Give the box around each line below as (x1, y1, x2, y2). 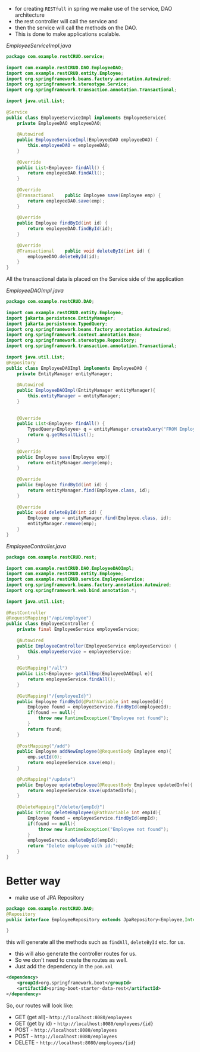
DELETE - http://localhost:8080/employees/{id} (14, 1039, 136, 1046)
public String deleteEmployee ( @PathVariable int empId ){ (17, 809, 161, 815)
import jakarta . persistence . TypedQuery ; (6, 321, 108, 327)
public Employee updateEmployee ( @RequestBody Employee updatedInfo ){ (17, 782, 193, 788)
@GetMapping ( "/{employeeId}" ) (17, 693, 92, 699)
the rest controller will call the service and (14, 18, 118, 24)
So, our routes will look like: (6, 1002, 74, 1009)
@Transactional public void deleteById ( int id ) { (17, 248, 151, 254)
